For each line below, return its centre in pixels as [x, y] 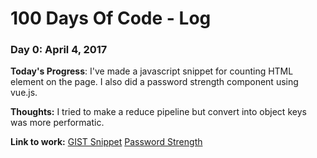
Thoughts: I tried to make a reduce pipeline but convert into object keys [158, 112]
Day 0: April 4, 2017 [59, 50]
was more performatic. [57, 123]
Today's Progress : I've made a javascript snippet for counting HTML [152, 71]
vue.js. [24, 93]
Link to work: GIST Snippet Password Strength [106, 142]
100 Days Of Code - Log [111, 18]
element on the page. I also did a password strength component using [154, 82]
